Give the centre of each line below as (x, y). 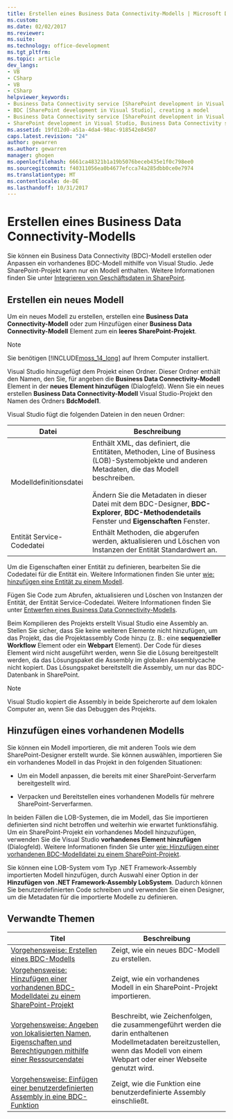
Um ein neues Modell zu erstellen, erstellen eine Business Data (98, 316)
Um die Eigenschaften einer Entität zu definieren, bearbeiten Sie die (104, 567)
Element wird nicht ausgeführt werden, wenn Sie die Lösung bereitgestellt (113, 653)
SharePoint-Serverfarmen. (55, 804)
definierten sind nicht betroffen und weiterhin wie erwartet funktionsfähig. (113, 824)
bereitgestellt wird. (44, 783)
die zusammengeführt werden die (166, 1025)
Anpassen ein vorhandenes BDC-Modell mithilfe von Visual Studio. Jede (110, 263)
